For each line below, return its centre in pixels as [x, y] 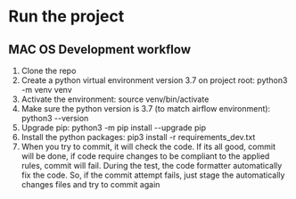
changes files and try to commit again [90, 184]
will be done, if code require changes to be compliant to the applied [145, 156]
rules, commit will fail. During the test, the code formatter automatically [152, 166]
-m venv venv [46, 90]
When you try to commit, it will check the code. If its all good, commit [148, 146]
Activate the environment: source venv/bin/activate [115, 99]
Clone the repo [49, 70]
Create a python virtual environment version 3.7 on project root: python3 [154, 80]
